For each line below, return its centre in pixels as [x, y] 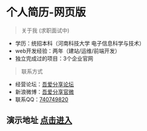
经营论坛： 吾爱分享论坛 [44, 84]
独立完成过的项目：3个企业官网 [54, 58]
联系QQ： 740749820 [42, 99]
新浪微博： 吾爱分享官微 [44, 92]
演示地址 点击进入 [39, 120]
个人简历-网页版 [46, 12]
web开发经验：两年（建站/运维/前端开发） [67, 51]
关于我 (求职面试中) [45, 30]
